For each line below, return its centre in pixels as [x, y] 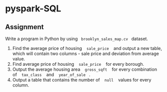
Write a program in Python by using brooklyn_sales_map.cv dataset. [77, 39]
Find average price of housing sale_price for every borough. [78, 64]
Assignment [24, 27]
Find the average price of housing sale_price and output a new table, [87, 48]
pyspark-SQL [33, 9]
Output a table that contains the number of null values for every [82, 80]
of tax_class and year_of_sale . [51, 74]
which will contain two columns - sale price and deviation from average [86, 53]
